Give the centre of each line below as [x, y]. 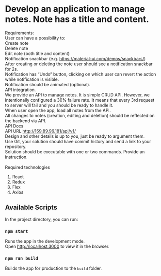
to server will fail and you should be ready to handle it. [59, 105]
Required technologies [27, 167]
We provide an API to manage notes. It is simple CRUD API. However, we [78, 95]
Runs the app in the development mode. [45, 241]
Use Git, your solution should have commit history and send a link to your [78, 141]
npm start [16, 231]
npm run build [22, 258]
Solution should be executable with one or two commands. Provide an [75, 151]
